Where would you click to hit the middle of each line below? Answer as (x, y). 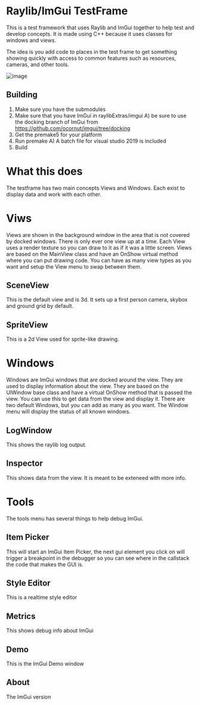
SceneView (28, 286)
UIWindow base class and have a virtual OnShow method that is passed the (99, 393)
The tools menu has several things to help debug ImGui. (75, 518)
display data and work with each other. (54, 194)
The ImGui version (29, 697)
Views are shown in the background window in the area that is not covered (98, 235)
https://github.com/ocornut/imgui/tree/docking (73, 128)
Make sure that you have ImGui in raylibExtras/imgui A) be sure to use (101, 115)
